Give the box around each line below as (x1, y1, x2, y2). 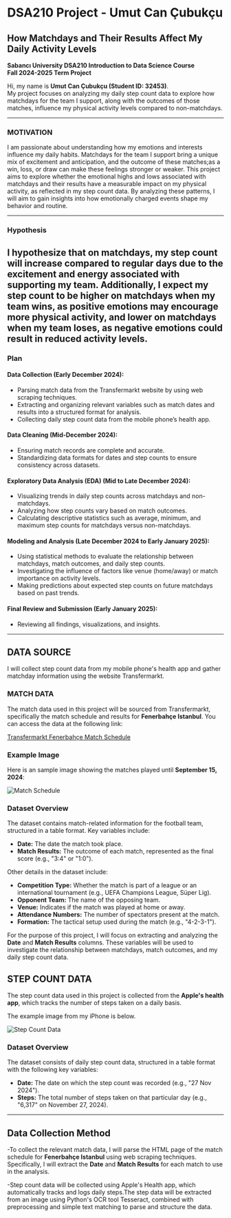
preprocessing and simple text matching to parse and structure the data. (7, 1203, 212, 1211)
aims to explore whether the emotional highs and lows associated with (7, 172, 206, 180)
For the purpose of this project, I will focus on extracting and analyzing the (7, 931, 219, 940)
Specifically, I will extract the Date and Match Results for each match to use (7, 1160, 223, 1168)
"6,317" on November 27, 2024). (16, 1101, 109, 1109)
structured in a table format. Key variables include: (7, 827, 150, 835)
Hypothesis (7, 225, 47, 235)
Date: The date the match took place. (16, 840, 123, 848)
